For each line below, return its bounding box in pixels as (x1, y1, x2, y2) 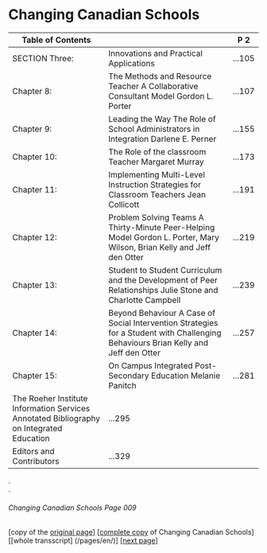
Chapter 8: (12, 85, 52, 96)
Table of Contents (21, 34, 91, 45)
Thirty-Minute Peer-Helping (108, 221, 215, 232)
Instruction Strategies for (108, 179, 201, 190)
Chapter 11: (12, 184, 57, 195)
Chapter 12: (12, 232, 57, 243)
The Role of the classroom (108, 146, 207, 157)
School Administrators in (108, 123, 200, 134)
